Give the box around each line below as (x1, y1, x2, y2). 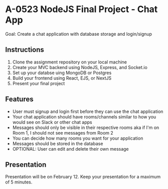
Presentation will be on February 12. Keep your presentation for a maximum (5, 174, 161, 180)
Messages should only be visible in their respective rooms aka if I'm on (12, 124, 159, 131)
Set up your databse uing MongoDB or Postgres (12, 70, 112, 76)
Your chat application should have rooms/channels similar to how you (12, 113, 156, 119)
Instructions (5, 45, 44, 54)
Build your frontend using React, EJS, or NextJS (12, 75, 112, 81)
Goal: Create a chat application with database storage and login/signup (5, 31, 152, 37)
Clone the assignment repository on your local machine (12, 59, 127, 65)
